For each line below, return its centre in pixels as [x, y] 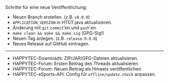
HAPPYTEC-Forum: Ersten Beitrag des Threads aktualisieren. [76, 63]
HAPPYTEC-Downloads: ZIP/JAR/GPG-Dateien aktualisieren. [75, 58]
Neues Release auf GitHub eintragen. [51, 44]
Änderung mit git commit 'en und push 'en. [55, 28]
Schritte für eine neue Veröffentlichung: [46, 7]
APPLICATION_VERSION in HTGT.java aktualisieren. [62, 22]
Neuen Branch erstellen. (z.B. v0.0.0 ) [51, 17]
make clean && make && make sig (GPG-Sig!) [58, 33]
